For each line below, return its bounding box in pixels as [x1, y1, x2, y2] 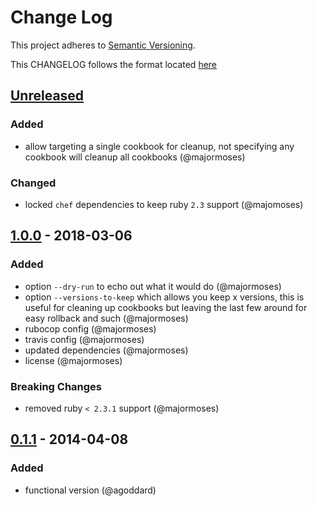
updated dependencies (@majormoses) [24, 344, 189, 356]
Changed [10, 176, 57, 190]
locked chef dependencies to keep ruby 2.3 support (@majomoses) [24, 198, 304, 210]
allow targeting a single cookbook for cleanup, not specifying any [24, 140, 295, 152]
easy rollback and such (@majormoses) [24, 312, 189, 324]
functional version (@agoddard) [24, 484, 157, 496]
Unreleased [10, 87, 85, 105]
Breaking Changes [10, 379, 103, 393]
